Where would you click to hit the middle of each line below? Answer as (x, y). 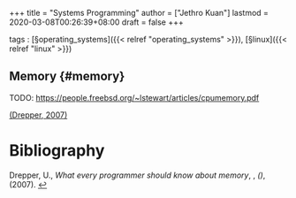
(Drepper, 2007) (38, 115)
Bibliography (57, 150)
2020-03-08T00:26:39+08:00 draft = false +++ (96, 22)
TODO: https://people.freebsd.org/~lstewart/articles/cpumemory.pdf (134, 97)
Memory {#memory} (67, 76)
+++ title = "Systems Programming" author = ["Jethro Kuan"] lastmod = (139, 13)
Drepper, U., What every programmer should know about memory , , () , (137, 175)
